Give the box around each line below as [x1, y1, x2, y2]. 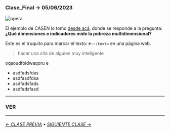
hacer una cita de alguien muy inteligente [17, 50, 104, 57]
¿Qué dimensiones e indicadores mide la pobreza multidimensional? [5, 31, 152, 37]
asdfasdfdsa [12, 75, 39, 81]
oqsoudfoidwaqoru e [5, 60, 49, 66]
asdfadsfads [12, 80, 39, 87]
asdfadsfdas [12, 70, 39, 76]
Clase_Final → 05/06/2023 [5, 4, 73, 11]
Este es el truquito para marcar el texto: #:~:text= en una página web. [5, 40, 151, 47]
